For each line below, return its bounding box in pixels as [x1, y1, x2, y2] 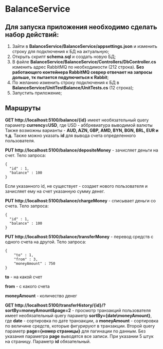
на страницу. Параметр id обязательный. [5, 338, 91, 344]
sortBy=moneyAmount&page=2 [5, 307, 72, 313]
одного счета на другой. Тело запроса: [5, 239, 87, 245]
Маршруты [5, 104, 41, 113]
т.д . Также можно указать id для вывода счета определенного [5, 133, 136, 138]
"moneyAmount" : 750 [14, 261, 55, 266]
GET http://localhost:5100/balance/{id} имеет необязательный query [5, 117, 149, 123]
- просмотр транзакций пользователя [72, 307, 151, 313]
